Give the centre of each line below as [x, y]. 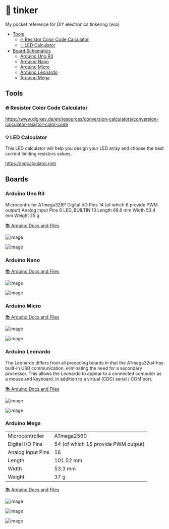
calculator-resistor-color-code [37, 124]
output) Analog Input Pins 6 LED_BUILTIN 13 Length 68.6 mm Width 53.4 [80, 210]
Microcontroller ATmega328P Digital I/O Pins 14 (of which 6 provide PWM [81, 204]
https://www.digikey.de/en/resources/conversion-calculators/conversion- [82, 119]
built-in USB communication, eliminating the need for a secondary [74, 368]
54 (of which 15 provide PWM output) [99, 444]
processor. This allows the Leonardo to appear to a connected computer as [83, 374]
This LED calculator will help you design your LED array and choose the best [84, 148]
